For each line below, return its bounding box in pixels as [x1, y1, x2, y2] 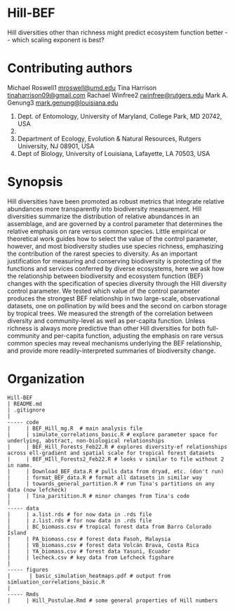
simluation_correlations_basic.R [7, 578, 105, 586]
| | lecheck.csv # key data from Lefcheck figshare [7, 553, 174, 561]
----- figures [7, 566, 49, 573]
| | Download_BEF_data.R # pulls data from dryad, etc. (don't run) [7, 468, 224, 475]
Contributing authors [7, 60, 133, 77]
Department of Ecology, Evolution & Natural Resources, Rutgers [17, 134, 201, 143]
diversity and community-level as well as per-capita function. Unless [7, 316, 206, 324]
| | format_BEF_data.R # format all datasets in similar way [7, 474, 202, 481]
